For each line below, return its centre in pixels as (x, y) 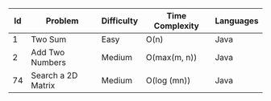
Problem (62, 21)
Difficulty (120, 21)
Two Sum (49, 39)
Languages (237, 21)
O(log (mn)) (168, 81)
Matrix (43, 85)
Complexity (176, 26)
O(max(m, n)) (171, 57)
